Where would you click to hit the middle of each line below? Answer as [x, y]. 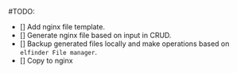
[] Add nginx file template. [62, 27]
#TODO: [22, 12]
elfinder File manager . [58, 52]
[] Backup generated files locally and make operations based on [124, 44]
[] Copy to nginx [46, 60]
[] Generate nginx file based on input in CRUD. [95, 35]
